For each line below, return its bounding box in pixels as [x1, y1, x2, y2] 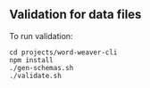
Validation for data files [9, 7, 142, 22]
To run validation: [9, 30, 73, 41]
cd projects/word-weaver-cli [9, 48, 118, 57]
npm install [9, 55, 54, 65]
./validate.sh [9, 71, 62, 80]
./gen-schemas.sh [9, 63, 74, 72]
